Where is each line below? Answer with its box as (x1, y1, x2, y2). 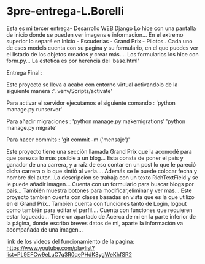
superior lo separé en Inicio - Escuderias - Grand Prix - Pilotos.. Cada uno (6, 37, 193, 45)
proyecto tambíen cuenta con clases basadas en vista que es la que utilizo (6, 193, 195, 200)
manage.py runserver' (6, 105, 63, 113)
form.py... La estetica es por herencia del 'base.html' (6, 57, 140, 64)
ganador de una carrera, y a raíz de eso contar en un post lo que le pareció (6, 160, 196, 168)
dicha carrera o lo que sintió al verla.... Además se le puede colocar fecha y (6, 167, 198, 175)
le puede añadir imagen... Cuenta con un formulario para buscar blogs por (6, 180, 195, 187)
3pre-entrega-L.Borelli (6, 4, 125, 18)
